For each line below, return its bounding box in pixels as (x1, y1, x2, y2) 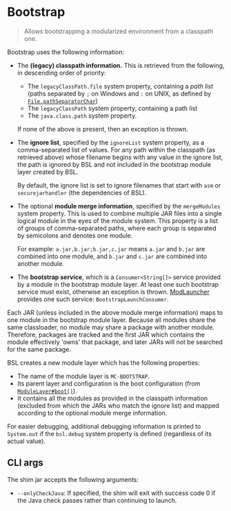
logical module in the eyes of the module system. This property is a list (17, 216, 219, 225)
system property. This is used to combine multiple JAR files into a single (17, 209, 222, 217)
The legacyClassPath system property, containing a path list (27, 104, 198, 112)
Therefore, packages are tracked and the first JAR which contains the (7, 330, 205, 339)
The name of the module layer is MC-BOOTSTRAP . (17, 372, 150, 380)
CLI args (7, 457, 43, 469)
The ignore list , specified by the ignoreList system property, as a (17, 138, 205, 146)
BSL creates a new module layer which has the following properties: (7, 358, 200, 367)
